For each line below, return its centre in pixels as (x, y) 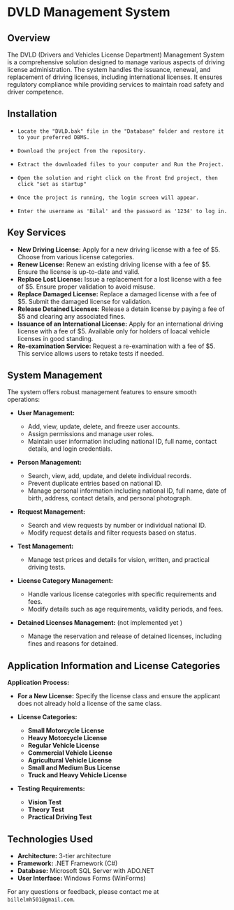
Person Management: (50, 463)
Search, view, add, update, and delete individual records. (110, 476)
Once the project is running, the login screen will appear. (108, 197)
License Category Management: (65, 581)
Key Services (37, 232)
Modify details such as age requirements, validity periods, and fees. (125, 609)
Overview (29, 38)
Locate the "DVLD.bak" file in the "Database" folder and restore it (121, 131)
